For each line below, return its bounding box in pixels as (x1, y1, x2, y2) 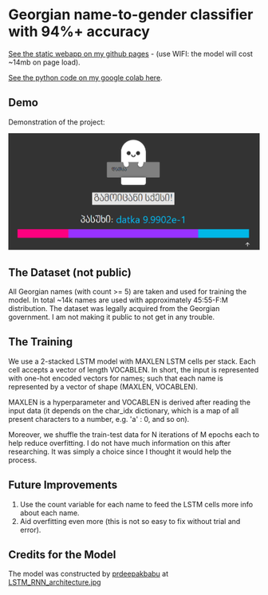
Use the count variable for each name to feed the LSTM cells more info (19, 499, 254, 509)
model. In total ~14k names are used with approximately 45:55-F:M (8, 295, 229, 305)
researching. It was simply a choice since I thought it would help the (8, 447, 232, 456)
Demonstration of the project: (8, 117, 105, 127)
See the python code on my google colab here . (8, 73, 163, 82)
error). (19, 525, 41, 534)
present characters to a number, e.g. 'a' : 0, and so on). (8, 414, 190, 424)
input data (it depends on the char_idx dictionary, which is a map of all (8, 405, 239, 416)
